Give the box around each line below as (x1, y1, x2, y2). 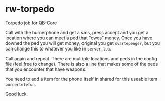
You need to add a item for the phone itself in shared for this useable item (5, 76, 157, 82)
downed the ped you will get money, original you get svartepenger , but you (5, 40, 160, 46)
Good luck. (5, 91, 28, 97)
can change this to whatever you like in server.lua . (5, 45, 112, 52)
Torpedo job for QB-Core (5, 20, 57, 26)
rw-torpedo (5, 3, 55, 15)
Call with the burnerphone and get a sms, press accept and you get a (5, 29, 149, 35)
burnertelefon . (5, 81, 36, 87)
